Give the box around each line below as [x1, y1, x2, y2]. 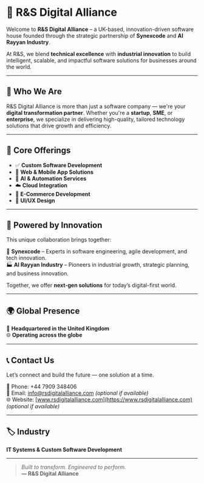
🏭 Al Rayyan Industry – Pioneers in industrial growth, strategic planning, [6, 261, 190, 269]
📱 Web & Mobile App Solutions [15, 168, 94, 176]
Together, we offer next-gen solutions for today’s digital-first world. [6, 282, 177, 289]
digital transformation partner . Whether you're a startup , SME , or [6, 109, 173, 116]
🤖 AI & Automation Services [15, 174, 87, 182]
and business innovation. [6, 270, 69, 277]
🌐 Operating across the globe [6, 331, 83, 339]
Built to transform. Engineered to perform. [21, 463, 126, 470]
